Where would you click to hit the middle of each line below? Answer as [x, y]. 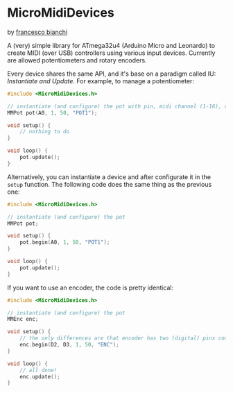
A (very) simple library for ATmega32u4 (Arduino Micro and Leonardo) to [111, 45]
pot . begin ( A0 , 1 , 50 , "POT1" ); [65, 242]
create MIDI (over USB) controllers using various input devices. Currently [111, 53]
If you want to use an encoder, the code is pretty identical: [90, 287]
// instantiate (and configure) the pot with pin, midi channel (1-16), [114, 106]
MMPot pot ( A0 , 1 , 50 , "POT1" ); [52, 112]
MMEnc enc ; [23, 319]
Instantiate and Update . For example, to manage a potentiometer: [101, 81]
